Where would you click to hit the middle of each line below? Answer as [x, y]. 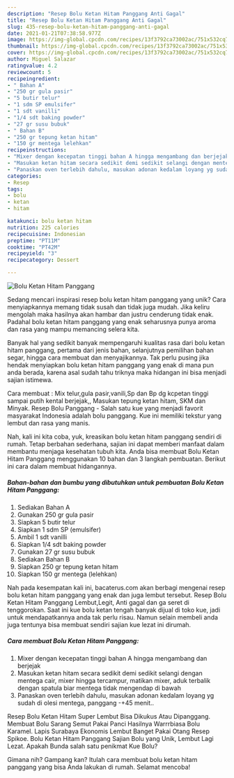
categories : [24, 176]
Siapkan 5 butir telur [46, 522]
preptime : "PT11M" [34, 241]
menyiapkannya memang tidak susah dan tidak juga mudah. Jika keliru [109, 307]
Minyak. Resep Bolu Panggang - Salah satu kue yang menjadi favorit [105, 408]
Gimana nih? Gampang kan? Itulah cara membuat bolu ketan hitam [102, 759]
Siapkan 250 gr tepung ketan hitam [68, 566]
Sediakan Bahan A [44, 507]
